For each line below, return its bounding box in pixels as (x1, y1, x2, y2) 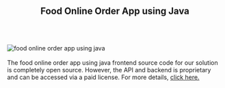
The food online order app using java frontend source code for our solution (7, 58, 219, 67)
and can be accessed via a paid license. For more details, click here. (7, 73, 200, 81)
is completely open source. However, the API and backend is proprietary (7, 65, 211, 74)
